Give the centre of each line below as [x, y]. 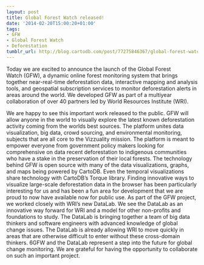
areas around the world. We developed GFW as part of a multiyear [89, 94]
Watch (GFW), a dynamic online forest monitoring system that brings [92, 75]
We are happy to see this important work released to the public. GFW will [97, 113]
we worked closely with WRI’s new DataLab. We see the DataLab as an [95, 203]
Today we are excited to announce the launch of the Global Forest [89, 69]
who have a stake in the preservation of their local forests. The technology [99, 158]
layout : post [23, 12]
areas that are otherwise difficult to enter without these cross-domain [93, 236]
